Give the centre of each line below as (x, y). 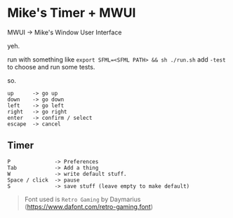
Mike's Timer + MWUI (72, 13)
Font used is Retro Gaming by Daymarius (82, 199)
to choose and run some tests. (51, 67)
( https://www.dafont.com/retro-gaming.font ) (88, 206)
